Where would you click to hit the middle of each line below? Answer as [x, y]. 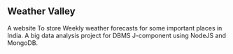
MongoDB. [23, 43]
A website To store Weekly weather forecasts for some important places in [115, 28]
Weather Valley [41, 11]
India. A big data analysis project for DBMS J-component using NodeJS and [116, 35]
